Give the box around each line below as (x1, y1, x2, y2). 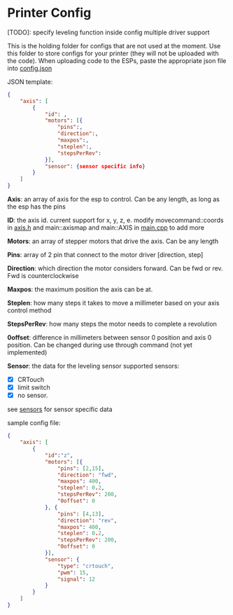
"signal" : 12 (57, 576, 96, 583)
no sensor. (17, 391, 48, 400)
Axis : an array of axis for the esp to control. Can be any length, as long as (7, 195, 220, 204)
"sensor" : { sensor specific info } (44, 163, 146, 170)
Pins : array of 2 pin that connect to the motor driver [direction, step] (7, 251, 204, 259)
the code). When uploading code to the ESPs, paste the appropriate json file (7, 56, 227, 64)
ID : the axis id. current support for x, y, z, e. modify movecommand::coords (7, 216, 224, 225)
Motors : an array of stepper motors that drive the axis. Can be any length (7, 237, 219, 246)
